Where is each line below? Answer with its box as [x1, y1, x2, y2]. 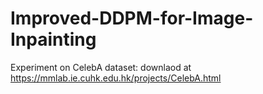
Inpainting [10, 28, 97, 51]
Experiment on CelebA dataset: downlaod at [10, 61, 192, 73]
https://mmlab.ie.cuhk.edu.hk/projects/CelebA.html [10, 72, 222, 84]
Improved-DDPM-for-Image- [10, 7, 254, 30]
